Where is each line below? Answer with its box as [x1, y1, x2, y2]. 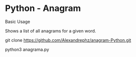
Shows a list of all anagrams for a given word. [5, 28, 96, 34]
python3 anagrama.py [5, 46, 50, 52]
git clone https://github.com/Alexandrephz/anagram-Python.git [5, 37, 131, 43]
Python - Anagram [5, 3, 81, 14]
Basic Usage [5, 19, 31, 24]
